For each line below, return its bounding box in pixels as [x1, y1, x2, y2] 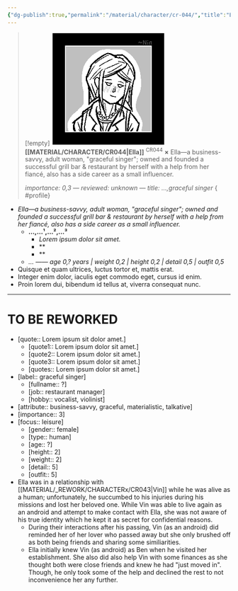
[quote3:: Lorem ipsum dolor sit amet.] [28, 357, 140, 366]
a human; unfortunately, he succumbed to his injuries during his [17, 493, 204, 502]
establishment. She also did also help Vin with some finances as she [28, 553, 228, 562]
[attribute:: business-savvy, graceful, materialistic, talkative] [17, 403, 193, 411]
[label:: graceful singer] [17, 372, 86, 381]
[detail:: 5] [28, 463, 58, 471]
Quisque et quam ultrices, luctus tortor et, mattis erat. [17, 265, 174, 274]
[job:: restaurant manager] [28, 388, 106, 396]
